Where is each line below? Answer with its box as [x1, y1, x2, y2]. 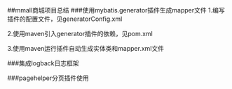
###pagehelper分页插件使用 [7, 74, 89, 82]
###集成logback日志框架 [7, 59, 79, 67]
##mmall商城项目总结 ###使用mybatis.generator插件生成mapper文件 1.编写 [7, 6, 226, 14]
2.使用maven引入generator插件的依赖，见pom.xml [7, 30, 153, 38]
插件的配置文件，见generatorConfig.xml [7, 15, 123, 23]
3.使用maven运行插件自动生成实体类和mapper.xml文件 [7, 44, 165, 52]
